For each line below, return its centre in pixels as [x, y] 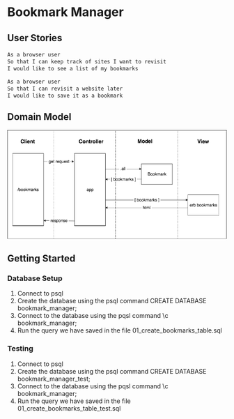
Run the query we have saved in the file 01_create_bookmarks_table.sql [120, 330]
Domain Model [39, 117]
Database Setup [35, 278]
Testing [20, 349]
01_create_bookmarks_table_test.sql [69, 408]
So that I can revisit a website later [65, 89]
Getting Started [41, 259]
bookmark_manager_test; [54, 379]
